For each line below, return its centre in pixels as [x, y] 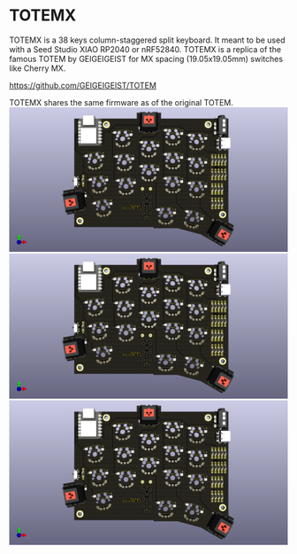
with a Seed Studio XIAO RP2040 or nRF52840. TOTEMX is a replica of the [145, 49]
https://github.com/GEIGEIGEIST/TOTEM [83, 85]
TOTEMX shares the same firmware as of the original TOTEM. [122, 102]
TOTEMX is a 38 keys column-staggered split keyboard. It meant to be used [147, 40]
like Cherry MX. [38, 68]
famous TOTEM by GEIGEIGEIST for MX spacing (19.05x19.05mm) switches [146, 59]
